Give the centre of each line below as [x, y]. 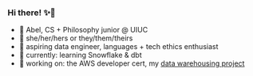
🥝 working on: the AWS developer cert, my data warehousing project [132, 63]
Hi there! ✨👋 [32, 13]
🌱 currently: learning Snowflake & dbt [80, 55]
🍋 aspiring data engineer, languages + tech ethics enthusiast [119, 47]
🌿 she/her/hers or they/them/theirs [76, 38]
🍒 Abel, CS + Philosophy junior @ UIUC [83, 30]
